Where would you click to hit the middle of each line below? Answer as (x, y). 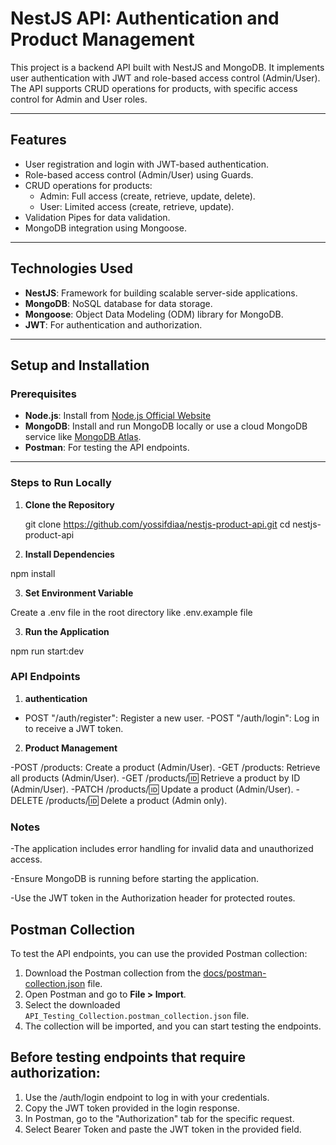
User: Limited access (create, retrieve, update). (137, 206)
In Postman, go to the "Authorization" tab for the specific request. (159, 1118)
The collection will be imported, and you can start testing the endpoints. (173, 1026)
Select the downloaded (72, 1004)
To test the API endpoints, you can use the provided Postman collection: (159, 953)
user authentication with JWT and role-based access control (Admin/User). (165, 78)
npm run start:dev (47, 651)
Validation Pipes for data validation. (97, 217)
